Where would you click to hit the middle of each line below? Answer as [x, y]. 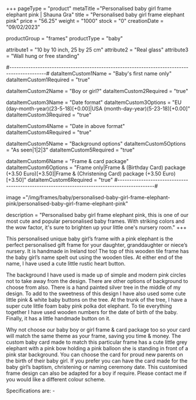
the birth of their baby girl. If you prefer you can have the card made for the [97, 361]
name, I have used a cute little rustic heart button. [66, 263]
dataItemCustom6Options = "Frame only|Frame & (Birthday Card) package [96, 167]
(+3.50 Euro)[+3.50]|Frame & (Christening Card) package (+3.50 [84, 174]
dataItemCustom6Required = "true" [70, 180]
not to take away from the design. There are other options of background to [97, 281]
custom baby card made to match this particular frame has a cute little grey [97, 342]
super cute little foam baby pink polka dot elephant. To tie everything [89, 306]
